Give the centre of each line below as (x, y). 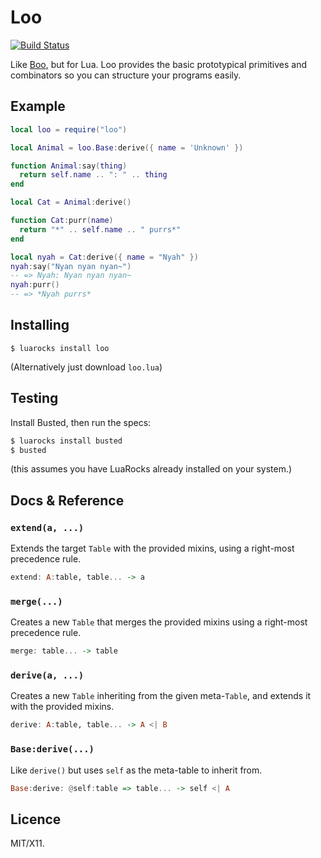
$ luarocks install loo (60, 348)
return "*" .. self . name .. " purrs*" (100, 229)
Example (38, 106)
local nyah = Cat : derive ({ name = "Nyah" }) (104, 257)
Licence (36, 819)
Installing (40, 325)
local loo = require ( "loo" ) (69, 129)
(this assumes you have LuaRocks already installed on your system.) (151, 469)
